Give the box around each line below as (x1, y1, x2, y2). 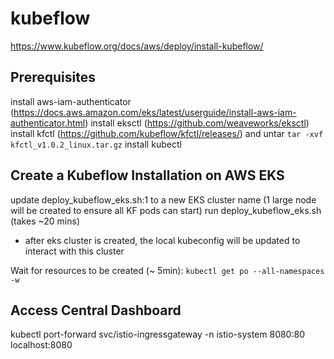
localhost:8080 (10, 339, 73, 351)
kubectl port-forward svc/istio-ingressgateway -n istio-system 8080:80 (10, 328, 305, 341)
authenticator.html (10, 117, 86, 129)
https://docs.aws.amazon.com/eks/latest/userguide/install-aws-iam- (13, 106, 297, 118)
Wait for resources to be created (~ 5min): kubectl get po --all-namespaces (10, 264, 325, 276)
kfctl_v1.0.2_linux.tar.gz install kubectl (10, 138, 182, 150)
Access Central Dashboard (10, 302, 182, 319)
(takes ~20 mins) (10, 215, 80, 227)
